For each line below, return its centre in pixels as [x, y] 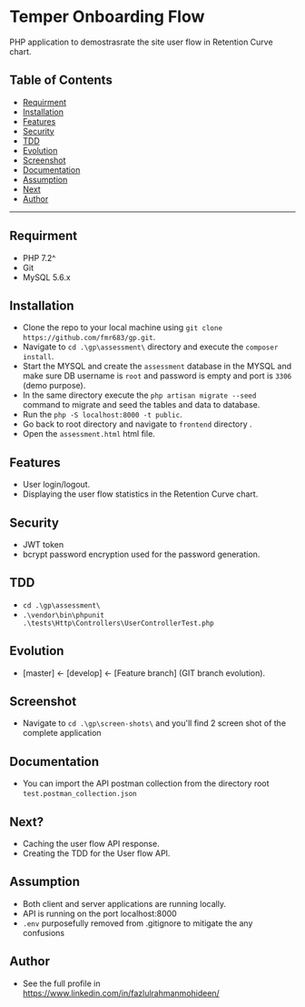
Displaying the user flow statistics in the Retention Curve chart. [140, 494]
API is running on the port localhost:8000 [99, 913]
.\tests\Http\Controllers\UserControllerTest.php [118, 623]
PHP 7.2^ [39, 257]
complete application [62, 733]
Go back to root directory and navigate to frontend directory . [137, 424]
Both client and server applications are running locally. [124, 903]
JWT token [43, 544]
